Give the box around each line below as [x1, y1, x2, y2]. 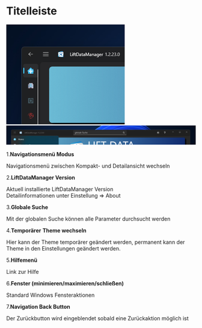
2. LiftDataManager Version [6, 174, 75, 181]
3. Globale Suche [6, 203, 48, 211]
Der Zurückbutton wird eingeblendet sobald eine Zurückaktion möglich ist [6, 314, 189, 322]
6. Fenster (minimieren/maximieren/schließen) [6, 279, 124, 287]
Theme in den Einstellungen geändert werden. [6, 244, 121, 252]
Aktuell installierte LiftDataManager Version [6, 185, 114, 193]
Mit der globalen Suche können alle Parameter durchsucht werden [6, 215, 171, 222]
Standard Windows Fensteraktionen [6, 291, 95, 299]
